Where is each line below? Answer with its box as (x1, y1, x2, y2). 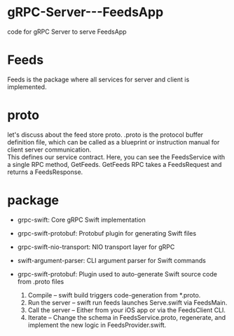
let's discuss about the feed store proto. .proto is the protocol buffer (7, 130, 204, 139)
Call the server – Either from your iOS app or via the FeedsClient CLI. (27, 306, 226, 314)
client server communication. (7, 145, 92, 154)
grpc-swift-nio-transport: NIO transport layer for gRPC (17, 243, 175, 251)
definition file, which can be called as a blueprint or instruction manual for (7, 137, 220, 146)
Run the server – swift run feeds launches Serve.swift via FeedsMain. (27, 298, 228, 307)
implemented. (7, 82, 47, 91)
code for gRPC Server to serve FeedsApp (7, 27, 128, 36)
